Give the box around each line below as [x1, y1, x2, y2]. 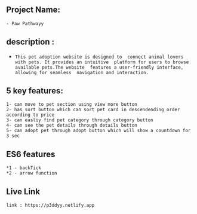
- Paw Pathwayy [6, 20, 44, 26]
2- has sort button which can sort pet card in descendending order [6, 107, 180, 113]
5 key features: [6, 86, 64, 96]
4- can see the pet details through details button [6, 123, 137, 129]
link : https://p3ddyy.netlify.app [6, 203, 95, 209]
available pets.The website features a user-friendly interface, [14, 64, 184, 71]
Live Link [6, 187, 41, 197]
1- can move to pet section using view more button [6, 102, 137, 108]
